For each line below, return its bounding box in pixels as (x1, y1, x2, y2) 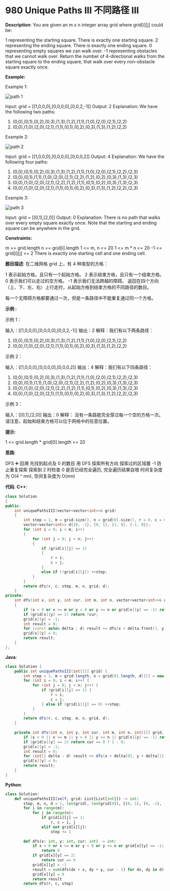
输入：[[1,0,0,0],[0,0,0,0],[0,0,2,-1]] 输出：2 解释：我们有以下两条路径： (5, 327, 154, 333)
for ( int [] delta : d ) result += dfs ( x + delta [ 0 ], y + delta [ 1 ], (23, 753, 166, 759)
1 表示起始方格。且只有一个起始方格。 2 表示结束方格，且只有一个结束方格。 (5, 271, 164, 277)
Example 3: (5, 194, 29, 201)
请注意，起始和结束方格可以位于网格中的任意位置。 (5, 418, 112, 424)
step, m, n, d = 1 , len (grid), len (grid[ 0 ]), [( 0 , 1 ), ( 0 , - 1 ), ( (23, 801, 166, 806)
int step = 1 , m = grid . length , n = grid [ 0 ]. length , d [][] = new (23, 673, 164, 678)
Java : (5, 654, 17, 660)
